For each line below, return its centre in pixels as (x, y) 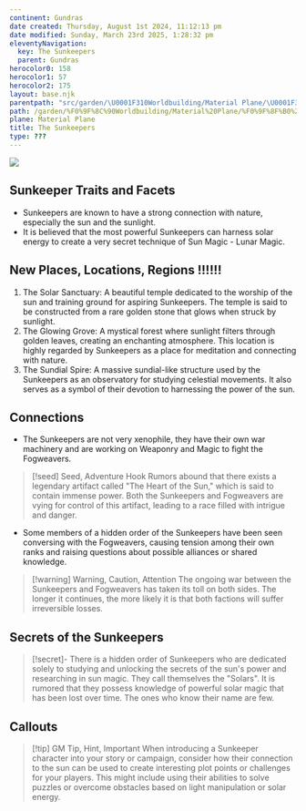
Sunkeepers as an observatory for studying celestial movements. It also (157, 379)
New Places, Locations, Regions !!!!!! (116, 270)
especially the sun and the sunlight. (89, 222)
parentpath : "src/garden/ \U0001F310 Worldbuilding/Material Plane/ (138, 103)
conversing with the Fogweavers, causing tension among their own (148, 542)
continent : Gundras (46, 18)
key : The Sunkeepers (56, 52)
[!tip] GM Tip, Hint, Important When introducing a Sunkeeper (145, 748)
